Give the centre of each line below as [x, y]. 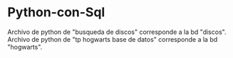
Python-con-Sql [56, 12]
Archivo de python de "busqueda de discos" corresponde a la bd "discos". [117, 32]
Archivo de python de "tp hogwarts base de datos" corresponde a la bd [113, 39]
